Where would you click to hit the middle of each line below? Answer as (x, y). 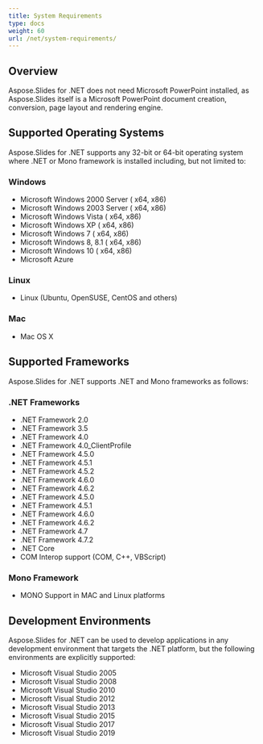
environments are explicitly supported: (72, 657)
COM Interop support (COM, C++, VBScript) (93, 557)
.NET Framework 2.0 (54, 420)
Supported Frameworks (69, 362)
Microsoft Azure (47, 260)
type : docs (27, 23)
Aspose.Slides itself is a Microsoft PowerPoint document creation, (117, 99)
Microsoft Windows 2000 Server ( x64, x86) (93, 199)
